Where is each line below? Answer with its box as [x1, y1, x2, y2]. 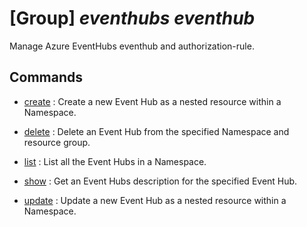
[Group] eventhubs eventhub [9, 7, 256, 30]
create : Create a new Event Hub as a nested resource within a [23, 95, 282, 107]
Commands [9, 69, 84, 86]
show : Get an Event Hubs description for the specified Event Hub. [23, 175, 298, 187]
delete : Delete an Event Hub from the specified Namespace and [23, 125, 290, 137]
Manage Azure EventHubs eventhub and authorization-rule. [9, 40, 255, 52]
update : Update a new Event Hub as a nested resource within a [23, 194, 287, 206]
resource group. [23, 136, 91, 148]
